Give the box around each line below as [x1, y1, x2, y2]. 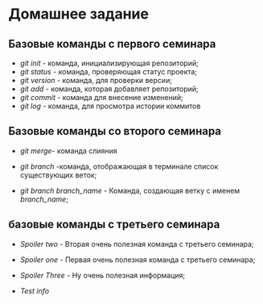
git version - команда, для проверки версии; [19, 76, 173, 85]
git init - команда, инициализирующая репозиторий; [19, 58, 199, 68]
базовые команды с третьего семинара [8, 218, 220, 231]
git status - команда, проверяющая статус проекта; [19, 67, 198, 77]
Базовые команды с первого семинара [8, 37, 216, 51]
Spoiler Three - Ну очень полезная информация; [19, 270, 186, 280]
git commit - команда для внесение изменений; [19, 93, 183, 102]
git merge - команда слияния [19, 146, 117, 156]
